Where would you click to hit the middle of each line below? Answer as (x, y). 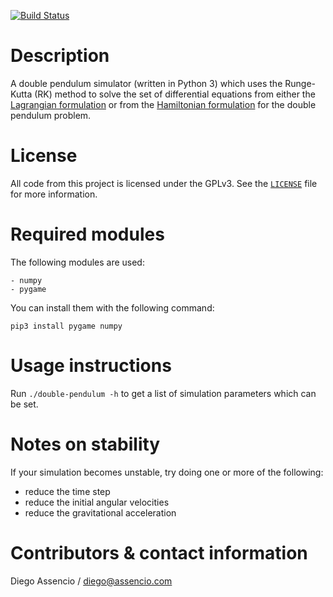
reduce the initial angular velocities (97, 502)
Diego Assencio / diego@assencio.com (91, 581)
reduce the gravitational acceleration (100, 512)
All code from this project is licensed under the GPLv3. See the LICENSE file (164, 183)
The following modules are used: (77, 262)
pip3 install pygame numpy (66, 326)
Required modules (87, 234)
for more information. (54, 194)
